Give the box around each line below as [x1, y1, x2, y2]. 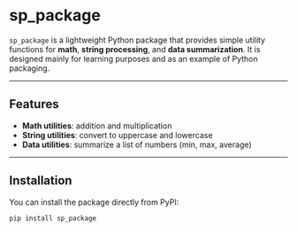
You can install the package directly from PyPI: [9, 197, 179, 207]
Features [9, 97, 59, 112]
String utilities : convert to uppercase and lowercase [21, 129, 214, 140]
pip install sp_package [9, 213, 97, 222]
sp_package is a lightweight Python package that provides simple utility [9, 35, 266, 45]
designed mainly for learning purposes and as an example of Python [9, 53, 258, 64]
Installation [9, 174, 72, 189]
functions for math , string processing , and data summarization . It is [9, 43, 261, 54]
